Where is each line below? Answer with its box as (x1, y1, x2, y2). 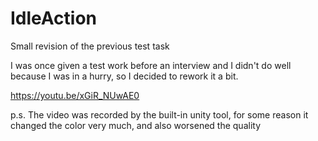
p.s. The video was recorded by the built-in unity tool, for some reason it (10, 108, 309, 121)
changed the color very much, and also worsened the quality (10, 119, 262, 131)
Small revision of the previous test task (10, 40, 170, 52)
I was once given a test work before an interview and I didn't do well (10, 59, 292, 71)
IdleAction (10, 7, 98, 30)
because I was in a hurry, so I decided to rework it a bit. (10, 70, 239, 82)
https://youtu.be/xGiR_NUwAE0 (10, 89, 140, 101)
